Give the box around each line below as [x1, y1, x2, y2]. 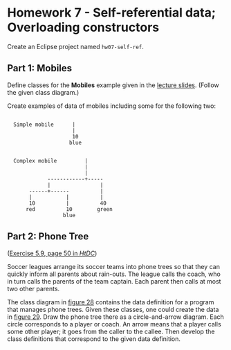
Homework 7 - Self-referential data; [7, 5, 216, 21]
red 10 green [25, 205, 113, 212]
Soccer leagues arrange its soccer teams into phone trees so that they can [7, 262, 220, 270]
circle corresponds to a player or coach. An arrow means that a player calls [7, 320, 221, 328]
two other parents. [7, 284, 60, 293]
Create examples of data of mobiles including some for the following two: [7, 102, 216, 110]
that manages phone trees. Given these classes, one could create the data [7, 305, 219, 313]
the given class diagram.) [7, 88, 80, 96]
